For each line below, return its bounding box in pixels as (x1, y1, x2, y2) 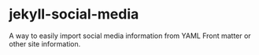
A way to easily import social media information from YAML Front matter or (9, 31, 251, 40)
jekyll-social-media (9, 5, 139, 23)
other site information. (9, 39, 81, 48)
